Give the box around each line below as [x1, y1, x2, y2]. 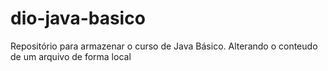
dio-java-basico [10, 7, 146, 30]
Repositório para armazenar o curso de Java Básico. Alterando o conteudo [10, 40, 318, 52]
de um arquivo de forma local [10, 50, 132, 62]
